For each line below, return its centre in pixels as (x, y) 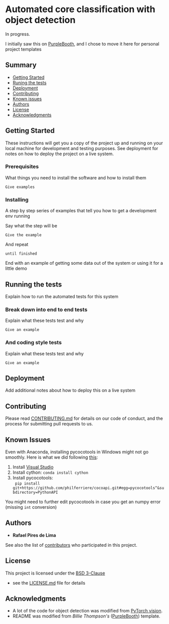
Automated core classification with (80, 9)
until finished (21, 254)
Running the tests (34, 284)
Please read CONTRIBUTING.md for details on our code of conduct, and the (84, 418)
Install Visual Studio (33, 467)
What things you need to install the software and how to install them (76, 177)
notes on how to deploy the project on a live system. (60, 154)
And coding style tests (34, 343)
